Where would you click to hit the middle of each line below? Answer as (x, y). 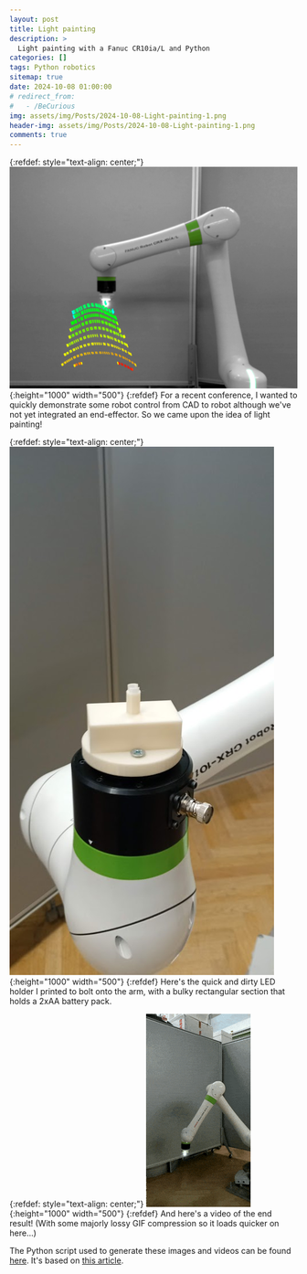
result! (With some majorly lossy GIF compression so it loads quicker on (144, 1223)
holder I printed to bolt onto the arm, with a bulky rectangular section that (148, 991)
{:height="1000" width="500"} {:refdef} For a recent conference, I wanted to (153, 395)
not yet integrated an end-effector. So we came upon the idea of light (140, 414)
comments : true (38, 135)
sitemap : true (37, 78)
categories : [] (38, 58)
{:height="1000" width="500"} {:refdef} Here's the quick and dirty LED (143, 982)
